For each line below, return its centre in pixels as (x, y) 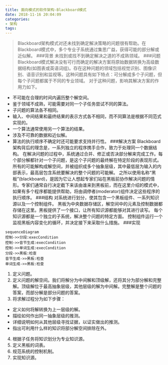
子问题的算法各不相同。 (36, 110)
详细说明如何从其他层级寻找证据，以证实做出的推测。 (67, 322)
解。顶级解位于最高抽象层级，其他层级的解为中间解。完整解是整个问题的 (87, 286)
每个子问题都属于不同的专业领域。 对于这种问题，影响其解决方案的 (86, 81)
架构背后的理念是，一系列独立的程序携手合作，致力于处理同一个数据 (82, 147)
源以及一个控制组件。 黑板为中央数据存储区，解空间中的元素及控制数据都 (87, 204)
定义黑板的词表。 (30, 345)
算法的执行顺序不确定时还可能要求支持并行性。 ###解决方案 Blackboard (86, 141)
